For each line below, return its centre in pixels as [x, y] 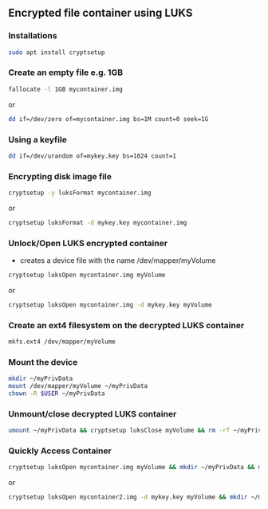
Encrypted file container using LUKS [100, 13]
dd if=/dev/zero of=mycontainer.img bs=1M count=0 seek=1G [108, 119]
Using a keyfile [38, 139]
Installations [33, 36]
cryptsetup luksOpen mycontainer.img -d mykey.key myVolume [110, 305]
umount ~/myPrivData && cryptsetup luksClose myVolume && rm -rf [119, 431]
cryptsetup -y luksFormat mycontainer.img [80, 193]
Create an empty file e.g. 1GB [66, 72]
